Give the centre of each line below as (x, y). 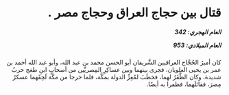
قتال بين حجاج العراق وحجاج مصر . (134, 13)
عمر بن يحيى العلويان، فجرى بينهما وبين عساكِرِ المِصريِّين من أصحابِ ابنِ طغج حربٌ (116, 70)
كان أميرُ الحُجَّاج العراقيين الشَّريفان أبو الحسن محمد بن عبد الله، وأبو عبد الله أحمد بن (114, 62)
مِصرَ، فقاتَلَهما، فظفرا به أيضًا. (184, 84)
